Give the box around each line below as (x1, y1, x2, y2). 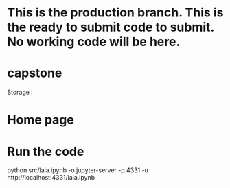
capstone (7, 65, 62, 81)
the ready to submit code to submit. (7, 19, 215, 35)
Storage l (7, 88, 33, 97)
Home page (7, 112, 74, 128)
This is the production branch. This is (7, 5, 224, 21)
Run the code (7, 143, 84, 159)
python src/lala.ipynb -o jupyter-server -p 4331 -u (7, 166, 149, 174)
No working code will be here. (7, 34, 181, 49)
